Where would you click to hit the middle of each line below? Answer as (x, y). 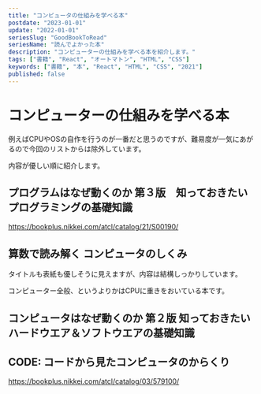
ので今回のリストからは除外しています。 (80, 149)
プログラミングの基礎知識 (70, 207)
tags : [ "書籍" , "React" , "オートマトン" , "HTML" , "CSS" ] (99, 60)
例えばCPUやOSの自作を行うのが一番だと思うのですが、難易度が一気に (124, 139)
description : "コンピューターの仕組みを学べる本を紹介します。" (102, 52)
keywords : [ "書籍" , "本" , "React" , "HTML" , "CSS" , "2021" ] (105, 67)
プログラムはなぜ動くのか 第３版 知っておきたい (128, 193)
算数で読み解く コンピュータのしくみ (98, 253)
